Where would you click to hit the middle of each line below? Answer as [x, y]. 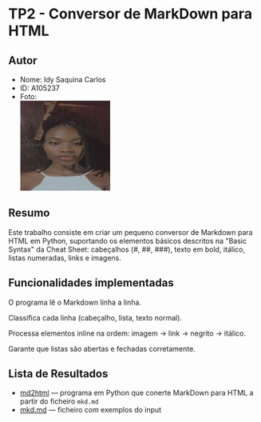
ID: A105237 [40, 88]
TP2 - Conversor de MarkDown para [130, 14]
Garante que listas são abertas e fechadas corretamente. [102, 348]
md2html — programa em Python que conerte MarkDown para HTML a [136, 393]
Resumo [29, 213]
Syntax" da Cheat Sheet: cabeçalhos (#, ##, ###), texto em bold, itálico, [127, 249]
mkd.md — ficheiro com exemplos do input [91, 410]
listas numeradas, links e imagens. [65, 257]
